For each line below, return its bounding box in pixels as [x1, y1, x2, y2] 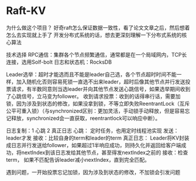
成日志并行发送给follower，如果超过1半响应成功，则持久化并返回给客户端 [6, 141, 181, 148]
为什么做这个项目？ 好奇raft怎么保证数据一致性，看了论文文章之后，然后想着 [6, 24, 190, 31]
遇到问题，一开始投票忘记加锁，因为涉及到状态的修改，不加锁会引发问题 [6, 168, 180, 176]
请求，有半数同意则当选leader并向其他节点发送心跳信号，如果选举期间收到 [11, 85, 191, 92]
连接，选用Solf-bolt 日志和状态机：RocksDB [6, 58, 112, 65]
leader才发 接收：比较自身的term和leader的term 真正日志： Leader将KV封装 [6, 134, 190, 141]
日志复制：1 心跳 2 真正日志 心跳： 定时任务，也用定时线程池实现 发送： [6, 127, 179, 134]
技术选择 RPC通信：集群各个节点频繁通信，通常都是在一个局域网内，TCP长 [6, 51, 187, 58]
